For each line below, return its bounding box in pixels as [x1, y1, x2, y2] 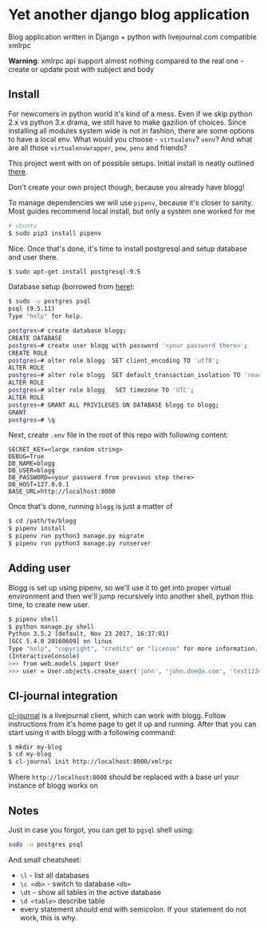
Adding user [8, 562, 71, 575]
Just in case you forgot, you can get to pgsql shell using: [8, 825, 194, 834]
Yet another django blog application [8, 6, 250, 24]
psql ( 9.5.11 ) [8, 305, 56, 313]
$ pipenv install [8, 525, 66, 533]
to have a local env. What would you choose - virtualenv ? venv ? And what [8, 134, 253, 144]
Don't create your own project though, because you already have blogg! [8, 182, 245, 192]
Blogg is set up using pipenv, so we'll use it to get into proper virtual [8, 582, 231, 592]
